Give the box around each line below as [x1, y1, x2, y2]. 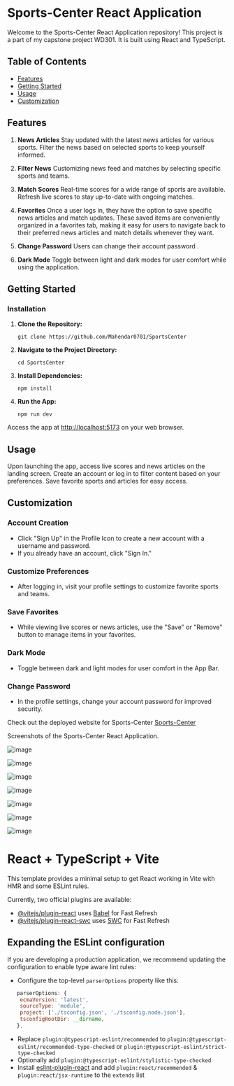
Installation [7, 304, 47, 313]
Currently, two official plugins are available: [7, 895, 132, 903]
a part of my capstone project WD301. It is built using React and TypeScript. [7, 35, 226, 43]
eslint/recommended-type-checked [17, 1043, 115, 1050]
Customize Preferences [7, 566, 89, 576]
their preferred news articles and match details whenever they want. [17, 228, 214, 237]
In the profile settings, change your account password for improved [17, 697, 212, 705]
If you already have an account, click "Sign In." [17, 549, 152, 557]
